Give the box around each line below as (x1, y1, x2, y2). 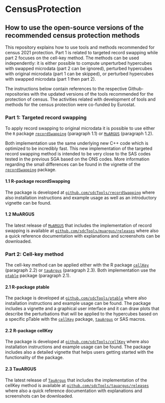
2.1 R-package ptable (5, 284, 50, 290)
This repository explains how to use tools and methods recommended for (5, 44, 155, 50)
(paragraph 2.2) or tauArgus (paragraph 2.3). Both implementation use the (5, 268, 156, 273)
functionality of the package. (5, 355, 64, 361)
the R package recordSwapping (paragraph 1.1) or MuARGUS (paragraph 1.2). (5, 131, 154, 136)
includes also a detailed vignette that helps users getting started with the (5, 349, 154, 355)
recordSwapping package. (5, 167, 57, 173)
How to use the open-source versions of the (5, 23, 144, 32)
